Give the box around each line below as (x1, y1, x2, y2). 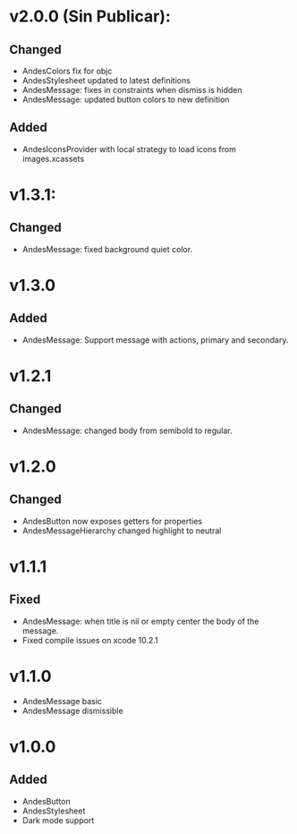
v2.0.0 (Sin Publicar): (9, 6, 172, 27)
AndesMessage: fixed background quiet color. (21, 243, 193, 254)
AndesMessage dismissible (21, 705, 123, 716)
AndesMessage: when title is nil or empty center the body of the (21, 616, 259, 626)
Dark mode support (21, 814, 95, 825)
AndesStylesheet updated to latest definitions (21, 75, 191, 86)
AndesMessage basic (21, 695, 103, 706)
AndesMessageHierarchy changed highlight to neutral (21, 525, 222, 536)
